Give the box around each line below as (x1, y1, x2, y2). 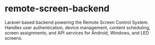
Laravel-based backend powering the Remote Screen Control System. (4, 19, 149, 25)
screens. (4, 35, 23, 41)
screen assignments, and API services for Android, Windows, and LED (4, 30, 149, 36)
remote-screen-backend (4, 3, 109, 14)
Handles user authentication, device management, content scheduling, (4, 24, 150, 30)
